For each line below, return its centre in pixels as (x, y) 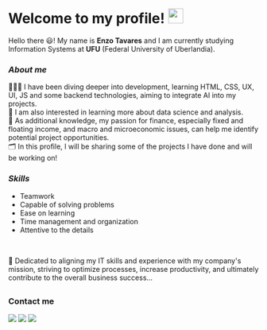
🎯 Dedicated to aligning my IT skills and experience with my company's (125, 260)
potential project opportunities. (59, 138)
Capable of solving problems (67, 204)
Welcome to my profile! (87, 19)
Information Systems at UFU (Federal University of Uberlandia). (112, 49)
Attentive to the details (56, 230)
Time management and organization (79, 221)
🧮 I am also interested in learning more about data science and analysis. (126, 112)
